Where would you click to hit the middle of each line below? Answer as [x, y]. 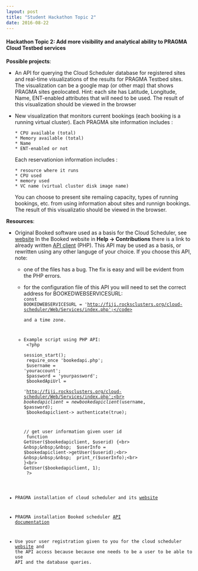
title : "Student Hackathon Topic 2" [51, 17]
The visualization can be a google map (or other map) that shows [94, 85]
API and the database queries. [53, 562]
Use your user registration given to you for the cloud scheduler [98, 541]
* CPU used [28, 176]
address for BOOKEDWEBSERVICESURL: [73, 293]
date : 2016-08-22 [27, 23]
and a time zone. [45, 320]
